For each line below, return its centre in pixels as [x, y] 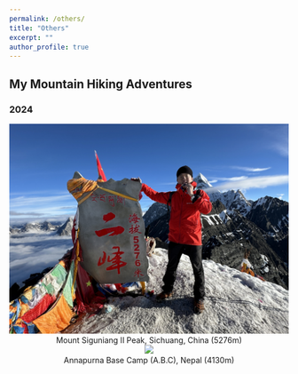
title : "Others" [39, 28]
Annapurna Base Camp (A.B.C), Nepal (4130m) [149, 360]
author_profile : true [49, 47]
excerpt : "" [31, 37]
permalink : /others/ [47, 19]
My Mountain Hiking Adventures [101, 84]
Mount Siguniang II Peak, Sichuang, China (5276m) [149, 340]
